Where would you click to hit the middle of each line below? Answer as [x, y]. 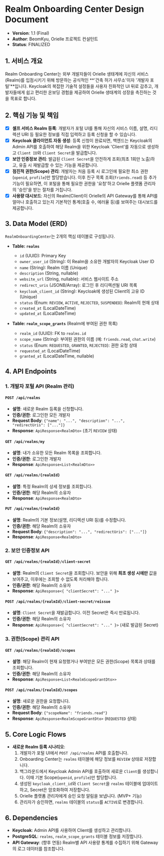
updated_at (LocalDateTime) [48, 313]
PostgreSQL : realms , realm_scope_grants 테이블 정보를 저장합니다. [77, 836]
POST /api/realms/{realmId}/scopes [41, 690]
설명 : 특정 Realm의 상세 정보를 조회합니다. [52, 486]
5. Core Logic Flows [36, 734]
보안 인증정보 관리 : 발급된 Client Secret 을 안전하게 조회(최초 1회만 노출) [82, 159]
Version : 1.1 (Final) [31, 33]
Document [27, 19]
